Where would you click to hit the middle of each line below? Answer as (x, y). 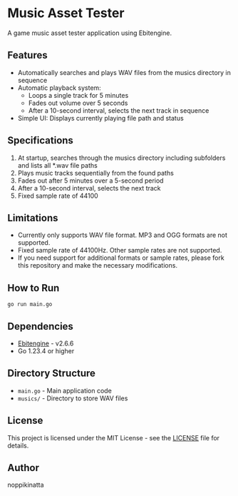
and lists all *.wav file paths (57, 165)
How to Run (33, 288)
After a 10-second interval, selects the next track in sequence (119, 110)
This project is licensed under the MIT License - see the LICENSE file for (113, 437)
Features (27, 55)
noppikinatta (26, 485)
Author (23, 468)
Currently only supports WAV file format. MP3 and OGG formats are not (123, 235)
